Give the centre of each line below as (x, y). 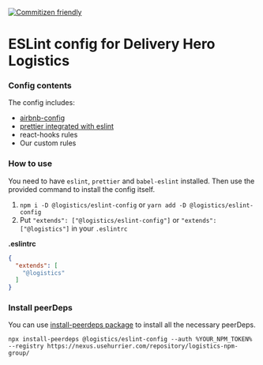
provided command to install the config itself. (82, 189)
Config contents (40, 85)
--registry (26, 346)
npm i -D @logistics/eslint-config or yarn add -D (103, 205)
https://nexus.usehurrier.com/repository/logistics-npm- (143, 346)
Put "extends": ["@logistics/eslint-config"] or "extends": (118, 220)
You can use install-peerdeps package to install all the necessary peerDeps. (132, 325)
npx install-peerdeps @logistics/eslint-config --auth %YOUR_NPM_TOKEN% (130, 340)
